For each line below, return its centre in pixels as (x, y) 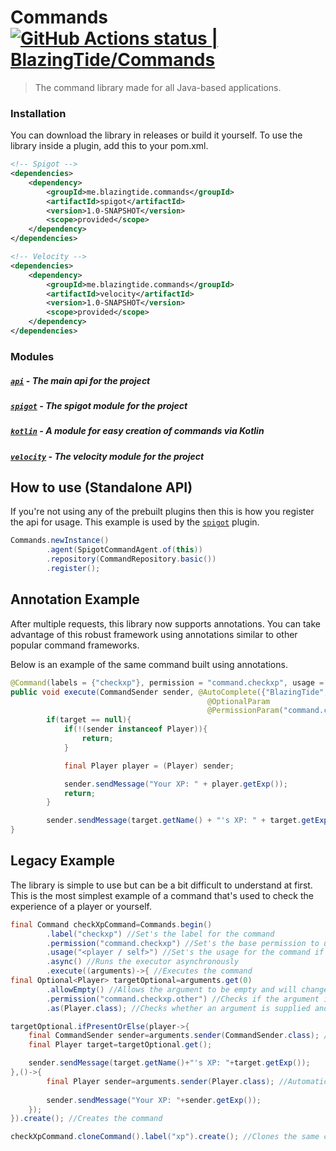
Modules (32, 356)
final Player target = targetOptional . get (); (120, 1045)
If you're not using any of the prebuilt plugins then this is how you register (162, 512)
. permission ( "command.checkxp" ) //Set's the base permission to (183, 943)
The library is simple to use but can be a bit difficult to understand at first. (161, 885)
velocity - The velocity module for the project (107, 456)
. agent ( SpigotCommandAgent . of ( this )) (124, 550)
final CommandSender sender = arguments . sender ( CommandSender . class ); (174, 1036)
